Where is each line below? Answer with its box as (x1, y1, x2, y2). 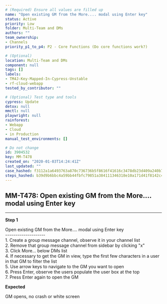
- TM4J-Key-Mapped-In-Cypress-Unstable (5, 77, 88, 82)
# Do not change (5, 145, 39, 150)
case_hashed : (5, 168, 32, 173)
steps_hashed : (5, 173, 35, 178)
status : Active (5, 16, 37, 21)
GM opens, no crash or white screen (5, 294, 80, 300)
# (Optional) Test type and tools (5, 95, 77, 100)
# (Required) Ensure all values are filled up (5, 7, 103, 12)
